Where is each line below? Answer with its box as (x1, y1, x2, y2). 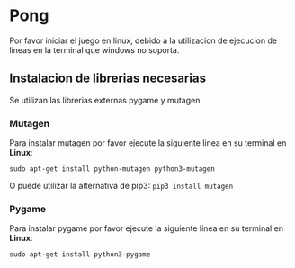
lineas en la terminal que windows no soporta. (9, 44, 180, 55)
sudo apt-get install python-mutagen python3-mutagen (9, 165, 216, 174)
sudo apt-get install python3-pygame (9, 250, 151, 259)
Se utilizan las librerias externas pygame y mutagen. (9, 94, 202, 105)
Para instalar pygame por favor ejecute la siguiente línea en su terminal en (9, 223, 284, 234)
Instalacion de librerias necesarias (9, 71, 207, 86)
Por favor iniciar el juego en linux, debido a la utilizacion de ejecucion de (9, 35, 277, 46)
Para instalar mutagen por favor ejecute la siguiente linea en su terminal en (9, 138, 287, 148)
